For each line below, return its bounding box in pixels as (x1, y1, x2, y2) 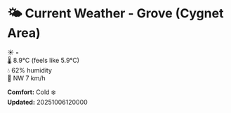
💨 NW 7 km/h (7, 74, 46, 82)
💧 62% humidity (7, 66, 53, 74)
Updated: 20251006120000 (7, 98, 88, 106)
